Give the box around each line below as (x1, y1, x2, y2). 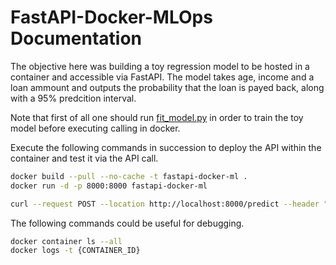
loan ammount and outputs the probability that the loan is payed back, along (10, 81, 325, 93)
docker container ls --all (10, 236, 123, 246)
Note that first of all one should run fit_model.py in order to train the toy (10, 111, 304, 123)
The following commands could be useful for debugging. (10, 217, 245, 229)
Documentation (10, 27, 143, 50)
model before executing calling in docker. (10, 122, 181, 134)
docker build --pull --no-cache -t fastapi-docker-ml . (10, 171, 248, 181)
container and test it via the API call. (10, 152, 159, 164)
